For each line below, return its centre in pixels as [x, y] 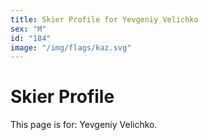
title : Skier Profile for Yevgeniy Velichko [104, 19]
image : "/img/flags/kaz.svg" [71, 47]
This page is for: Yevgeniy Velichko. [84, 125]
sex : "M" [28, 29]
